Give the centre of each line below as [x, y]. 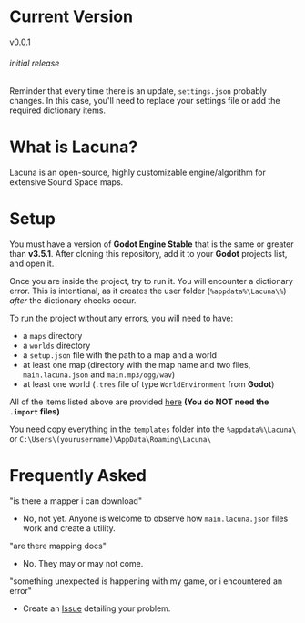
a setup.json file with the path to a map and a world [119, 355]
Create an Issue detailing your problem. [97, 608]
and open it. [32, 264]
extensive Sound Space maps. [66, 182]
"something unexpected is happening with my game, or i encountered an [146, 581]
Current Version [71, 17]
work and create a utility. [69, 528]
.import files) [35, 412]
